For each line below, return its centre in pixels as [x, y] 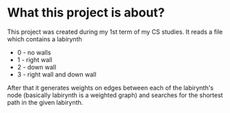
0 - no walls [34, 52]
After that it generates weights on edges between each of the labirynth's [111, 88]
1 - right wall [35, 59]
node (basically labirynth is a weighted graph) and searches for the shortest [115, 95]
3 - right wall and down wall [57, 74]
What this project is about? [86, 13]
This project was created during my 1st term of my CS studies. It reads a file [115, 32]
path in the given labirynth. [45, 102]
